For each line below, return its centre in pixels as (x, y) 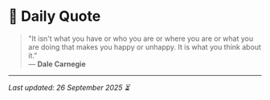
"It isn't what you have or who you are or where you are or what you (141, 38)
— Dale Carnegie (57, 64)
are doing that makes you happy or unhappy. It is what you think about (144, 46)
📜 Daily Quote (55, 16)
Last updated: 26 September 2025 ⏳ (69, 87)
